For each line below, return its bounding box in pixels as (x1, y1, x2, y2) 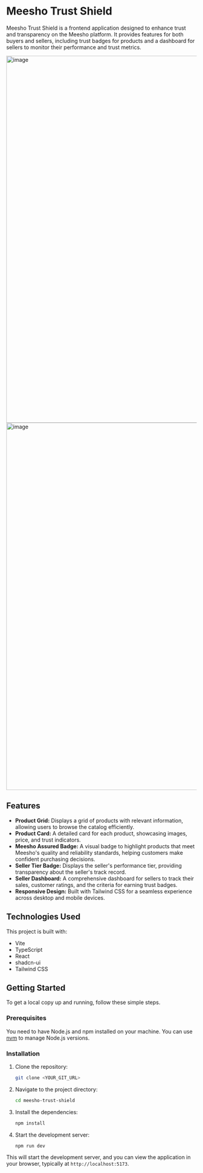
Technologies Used (6, 912, 80, 922)
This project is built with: (6, 928, 68, 935)
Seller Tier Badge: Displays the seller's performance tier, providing (14, 862, 182, 869)
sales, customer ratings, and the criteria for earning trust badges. (14, 881, 178, 888)
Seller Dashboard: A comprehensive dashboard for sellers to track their (14, 874, 195, 882)
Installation (6, 1049, 40, 1058)
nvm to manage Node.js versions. (6, 1034, 90, 1042)
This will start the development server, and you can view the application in (6, 1154, 192, 1161)
